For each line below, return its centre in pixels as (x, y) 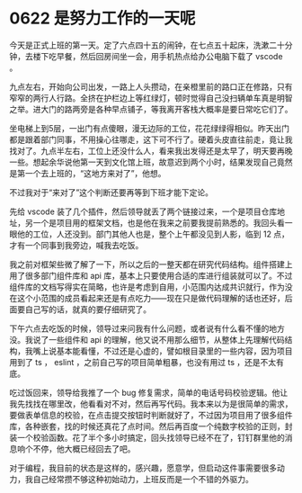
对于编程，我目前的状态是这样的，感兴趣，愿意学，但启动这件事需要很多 (143, 468)
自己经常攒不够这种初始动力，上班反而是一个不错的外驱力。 (143, 479)
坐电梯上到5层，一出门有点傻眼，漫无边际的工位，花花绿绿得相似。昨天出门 (150, 128)
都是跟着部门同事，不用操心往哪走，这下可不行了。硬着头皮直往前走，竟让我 (151, 139)
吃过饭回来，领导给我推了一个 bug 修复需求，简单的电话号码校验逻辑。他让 (149, 392)
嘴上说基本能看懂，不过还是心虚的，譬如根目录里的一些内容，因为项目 (163, 351)
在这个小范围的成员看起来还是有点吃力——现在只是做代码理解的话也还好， (147, 298)
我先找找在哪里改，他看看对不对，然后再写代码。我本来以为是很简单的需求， (151, 403)
